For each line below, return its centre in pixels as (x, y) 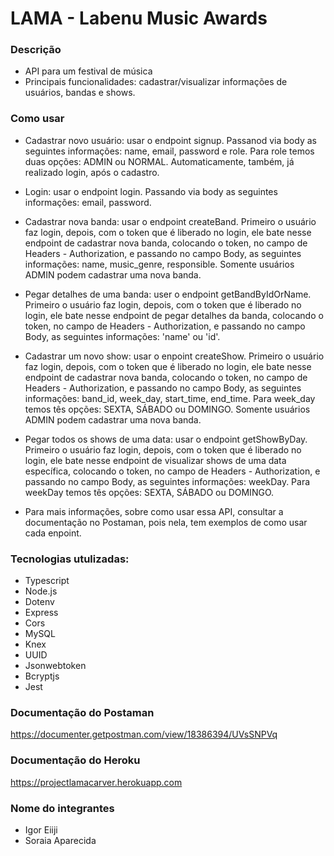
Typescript (47, 581)
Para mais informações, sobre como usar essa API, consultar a (154, 511)
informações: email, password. (88, 202)
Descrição (36, 50)
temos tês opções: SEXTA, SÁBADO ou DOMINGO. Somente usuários (167, 409)
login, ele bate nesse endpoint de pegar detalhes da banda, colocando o (174, 315)
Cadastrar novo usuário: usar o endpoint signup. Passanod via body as (170, 140)
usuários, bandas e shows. (80, 93)
